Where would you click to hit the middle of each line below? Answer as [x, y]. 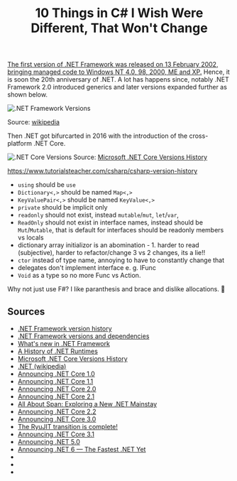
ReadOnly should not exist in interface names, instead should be [110, 222]
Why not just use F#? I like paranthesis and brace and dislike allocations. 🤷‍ [116, 289]
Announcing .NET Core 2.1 [56, 396]
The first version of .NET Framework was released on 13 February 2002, [113, 65]
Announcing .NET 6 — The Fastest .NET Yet [82, 449]
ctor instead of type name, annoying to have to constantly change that [121, 260]
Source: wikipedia [34, 122]
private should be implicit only [62, 207]
